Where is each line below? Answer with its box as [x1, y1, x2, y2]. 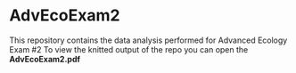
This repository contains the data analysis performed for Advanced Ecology [9, 35, 288, 45]
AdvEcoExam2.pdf [9, 53, 81, 64]
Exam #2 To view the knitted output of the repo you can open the [9, 44, 249, 54]
